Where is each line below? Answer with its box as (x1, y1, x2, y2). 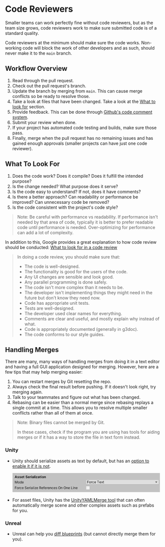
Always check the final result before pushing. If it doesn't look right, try (12, 384, 156, 390)
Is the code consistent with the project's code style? (12, 204, 118, 210)
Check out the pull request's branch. (12, 83, 86, 89)
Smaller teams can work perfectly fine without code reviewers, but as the (5, 20, 153, 26)
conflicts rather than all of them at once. (12, 410, 94, 416)
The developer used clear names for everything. (24, 310, 122, 316)
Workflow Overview (5, 64, 68, 73)
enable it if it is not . (12, 463, 51, 469)
